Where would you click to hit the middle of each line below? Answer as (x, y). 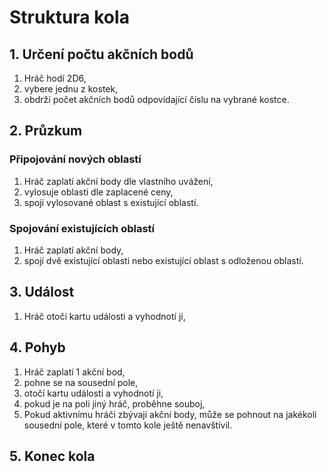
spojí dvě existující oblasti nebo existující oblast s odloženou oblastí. (163, 260)
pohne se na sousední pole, (81, 382)
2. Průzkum (46, 131)
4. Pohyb (37, 347)
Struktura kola (69, 17)
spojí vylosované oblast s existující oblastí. (111, 202)
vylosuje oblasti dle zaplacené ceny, (98, 192)
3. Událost (42, 292)
